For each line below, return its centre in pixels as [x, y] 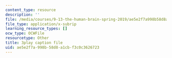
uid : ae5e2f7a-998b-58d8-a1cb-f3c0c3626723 [52, 47]
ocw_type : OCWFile [25, 33]
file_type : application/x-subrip [41, 24]
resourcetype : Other [27, 38]
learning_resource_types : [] [36, 29]
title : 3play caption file [34, 43]
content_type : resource [31, 10]
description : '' [23, 15]
